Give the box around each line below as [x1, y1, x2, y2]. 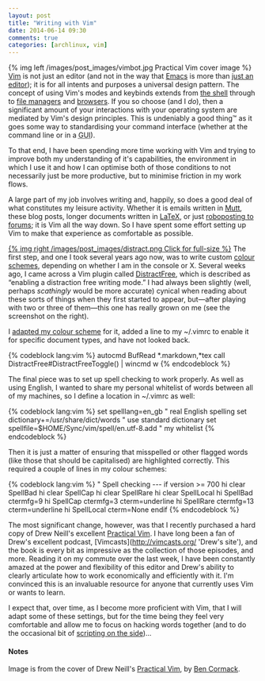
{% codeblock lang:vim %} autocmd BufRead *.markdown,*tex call [8, 351, 225, 360]
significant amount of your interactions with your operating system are [8, 105, 237, 115]
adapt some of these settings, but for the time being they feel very [8, 612, 224, 621]
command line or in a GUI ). [8, 130, 96, 140]
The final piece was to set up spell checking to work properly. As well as [8, 375, 244, 384]
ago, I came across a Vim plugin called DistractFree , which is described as [8, 269, 251, 279]
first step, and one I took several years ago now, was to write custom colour [8, 252, 256, 262]
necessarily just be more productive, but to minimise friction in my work [8, 171, 242, 181]
